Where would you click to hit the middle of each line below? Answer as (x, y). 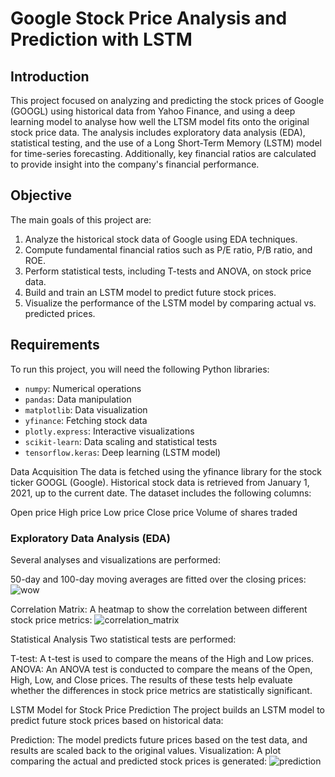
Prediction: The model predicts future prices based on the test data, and (159, 739)
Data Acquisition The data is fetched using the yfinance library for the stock (166, 471)
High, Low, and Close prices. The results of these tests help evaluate (151, 679)
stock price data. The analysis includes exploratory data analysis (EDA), (158, 132)
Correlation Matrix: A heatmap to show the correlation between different (159, 609)
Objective (41, 195)
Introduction (50, 76)
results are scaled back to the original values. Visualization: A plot (146, 750)
